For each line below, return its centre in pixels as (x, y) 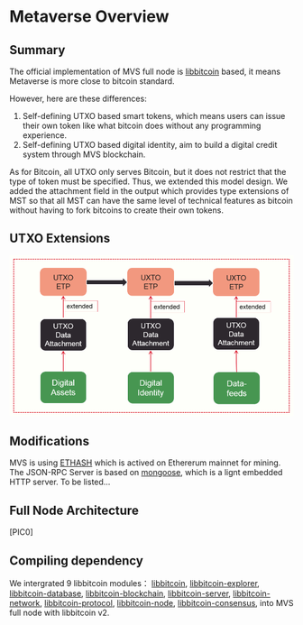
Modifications (50, 441)
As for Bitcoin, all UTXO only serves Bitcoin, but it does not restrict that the (148, 172)
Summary (37, 50)
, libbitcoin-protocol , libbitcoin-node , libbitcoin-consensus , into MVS (167, 603)
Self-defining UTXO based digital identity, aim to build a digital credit (150, 145)
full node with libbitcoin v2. (60, 613)
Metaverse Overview (89, 17)
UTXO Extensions (60, 239)
